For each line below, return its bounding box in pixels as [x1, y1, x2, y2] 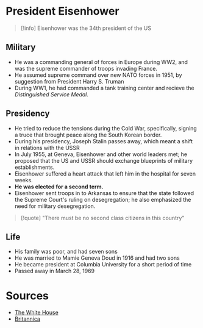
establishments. [14, 163, 55, 171]
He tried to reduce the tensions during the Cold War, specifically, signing [14, 124, 198, 132]
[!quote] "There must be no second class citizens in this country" [20, 214, 185, 221]
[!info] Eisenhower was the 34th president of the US [20, 24, 152, 32]
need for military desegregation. [14, 202, 96, 210]
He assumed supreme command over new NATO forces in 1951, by [14, 71, 182, 79]
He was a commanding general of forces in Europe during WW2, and [14, 58, 188, 65]
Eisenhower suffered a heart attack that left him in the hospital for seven [14, 169, 196, 177]
